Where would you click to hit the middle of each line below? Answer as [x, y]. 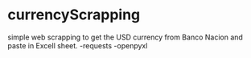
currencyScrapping [74, 15]
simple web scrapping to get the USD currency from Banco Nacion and [125, 37]
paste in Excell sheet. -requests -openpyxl [78, 45]
